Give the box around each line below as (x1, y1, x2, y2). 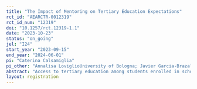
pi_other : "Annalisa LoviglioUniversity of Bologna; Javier (6, 63, 157, 69)
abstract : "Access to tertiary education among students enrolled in (6, 69, 180, 74)
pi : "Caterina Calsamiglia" (6, 57, 75, 63)
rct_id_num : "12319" (6, 19, 57, 25)
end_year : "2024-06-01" (6, 52, 64, 58)
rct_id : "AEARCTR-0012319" (6, 14, 72, 20)
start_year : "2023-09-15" (6, 47, 69, 53)
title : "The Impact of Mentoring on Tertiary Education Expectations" (6, 8, 182, 15)
